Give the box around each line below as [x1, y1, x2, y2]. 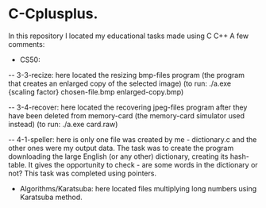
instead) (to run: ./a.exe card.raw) [8, 119, 118, 129]
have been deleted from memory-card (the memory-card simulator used [8, 110, 245, 120]
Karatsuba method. [19, 192, 83, 202]
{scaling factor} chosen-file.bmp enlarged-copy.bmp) [8, 87, 184, 96]
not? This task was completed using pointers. [8, 168, 157, 178]
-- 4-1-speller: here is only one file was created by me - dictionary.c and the [8, 134, 257, 144]
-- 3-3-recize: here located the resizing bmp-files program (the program [8, 70, 245, 79]
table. [8, 160, 27, 169]
